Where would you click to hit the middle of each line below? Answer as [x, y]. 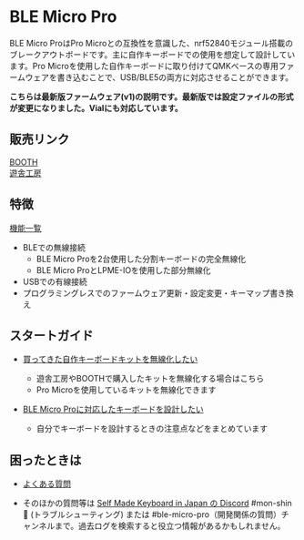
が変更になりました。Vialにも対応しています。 [96, 107]
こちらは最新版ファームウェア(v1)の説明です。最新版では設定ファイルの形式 [152, 97]
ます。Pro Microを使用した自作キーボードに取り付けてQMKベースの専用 [144, 66]
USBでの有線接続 [55, 281]
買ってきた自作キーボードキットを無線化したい [110, 359]
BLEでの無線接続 [54, 247]
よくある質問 [46, 484]
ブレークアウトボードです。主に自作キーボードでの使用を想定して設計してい [152, 54]
